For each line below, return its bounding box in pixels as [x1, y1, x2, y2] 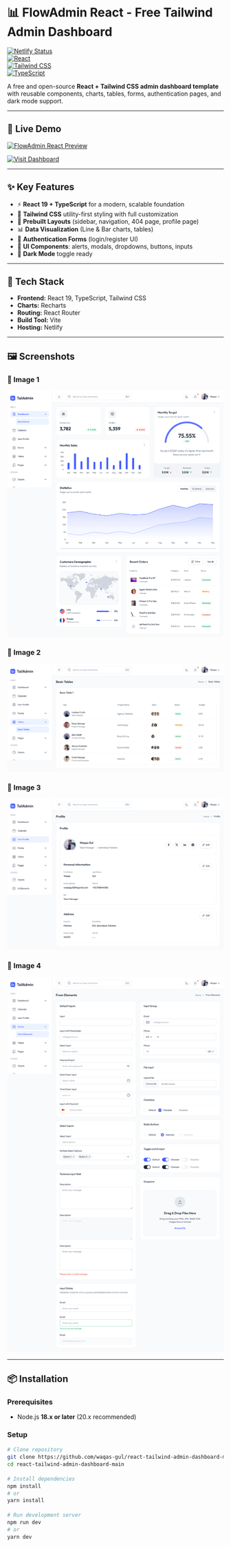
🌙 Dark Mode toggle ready [16, 249, 93, 257]
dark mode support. [7, 96, 64, 105]
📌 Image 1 [7, 375, 40, 384]
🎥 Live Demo [7, 123, 62, 135]
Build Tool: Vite [16, 316, 61, 324]
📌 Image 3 [7, 782, 41, 792]
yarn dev [7, 1533, 32, 1540]
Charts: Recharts [16, 302, 67, 310]
